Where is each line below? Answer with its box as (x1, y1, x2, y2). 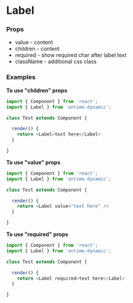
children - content (14, 45, 60, 52)
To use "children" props (6, 87, 67, 94)
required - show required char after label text (14, 52, 127, 59)
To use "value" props (6, 158, 61, 166)
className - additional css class (14, 58, 97, 65)
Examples (6, 73, 36, 81)
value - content (14, 39, 53, 46)
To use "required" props (6, 231, 69, 238)
